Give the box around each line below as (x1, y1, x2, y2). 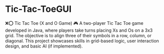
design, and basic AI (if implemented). (5, 43, 83, 49)
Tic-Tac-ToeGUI (5, 3, 72, 15)
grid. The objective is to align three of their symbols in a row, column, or (5, 32, 152, 38)
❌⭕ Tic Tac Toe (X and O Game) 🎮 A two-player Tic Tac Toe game (5, 20, 144, 26)
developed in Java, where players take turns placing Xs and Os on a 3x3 (5, 27, 153, 33)
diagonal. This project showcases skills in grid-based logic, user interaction (5, 38, 160, 44)
